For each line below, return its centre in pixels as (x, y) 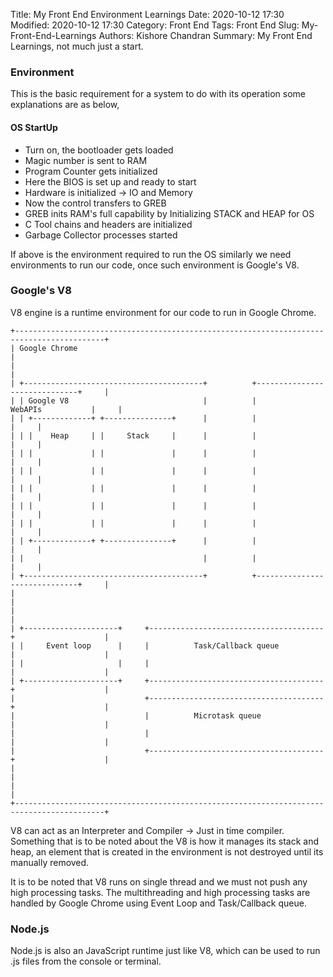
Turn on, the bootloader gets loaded (99, 150)
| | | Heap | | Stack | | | (133, 435)
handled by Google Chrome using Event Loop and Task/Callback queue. (158, 903)
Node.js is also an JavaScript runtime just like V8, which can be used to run (165, 951)
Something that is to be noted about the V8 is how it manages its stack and (165, 841)
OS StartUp (34, 127)
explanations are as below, (65, 105)
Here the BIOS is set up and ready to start (110, 181)
